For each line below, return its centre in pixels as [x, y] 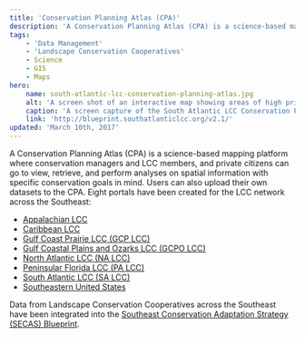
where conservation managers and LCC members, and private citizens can [149, 163]
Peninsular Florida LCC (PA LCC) [84, 268]
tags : [20, 35]
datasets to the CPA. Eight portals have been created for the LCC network [147, 192]
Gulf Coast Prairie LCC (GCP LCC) [86, 239]
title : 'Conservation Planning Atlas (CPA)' [95, 18]
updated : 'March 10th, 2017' [64, 128]
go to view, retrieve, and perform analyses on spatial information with [139, 173]
